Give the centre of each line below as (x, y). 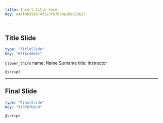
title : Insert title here (31, 9)
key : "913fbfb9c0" (24, 107)
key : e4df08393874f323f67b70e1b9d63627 (45, 14)
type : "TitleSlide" (25, 49)
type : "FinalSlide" (25, 103)
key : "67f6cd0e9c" (24, 54)
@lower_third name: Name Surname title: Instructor (56, 63)
